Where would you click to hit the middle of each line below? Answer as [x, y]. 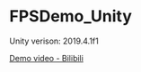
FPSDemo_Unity [70, 16]
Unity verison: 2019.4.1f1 [54, 41]
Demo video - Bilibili [46, 58]
